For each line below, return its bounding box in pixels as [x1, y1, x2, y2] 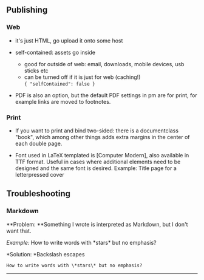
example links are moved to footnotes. [15, 98, 111, 105]
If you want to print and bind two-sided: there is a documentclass [15, 127, 179, 134]
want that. [6, 227, 32, 234]
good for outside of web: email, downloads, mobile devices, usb [24, 60, 185, 67]
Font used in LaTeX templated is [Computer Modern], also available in [15, 151, 189, 159]
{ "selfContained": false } [24, 81, 95, 87]
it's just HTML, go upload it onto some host [15, 36, 123, 44]
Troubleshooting [6, 188, 71, 199]
